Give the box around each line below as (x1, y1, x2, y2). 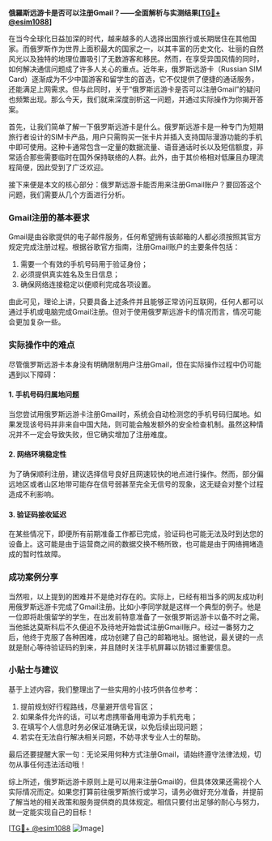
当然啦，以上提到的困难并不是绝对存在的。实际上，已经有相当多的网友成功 (8, 591, 257, 601)
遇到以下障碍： (8, 369, 58, 380)
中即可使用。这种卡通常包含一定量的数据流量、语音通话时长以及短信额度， (8, 142, 257, 152)
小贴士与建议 (8, 664, 59, 676)
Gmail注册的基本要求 (8, 212, 91, 223)
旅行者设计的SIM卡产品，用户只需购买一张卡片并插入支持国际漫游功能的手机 (8, 132, 263, 141)
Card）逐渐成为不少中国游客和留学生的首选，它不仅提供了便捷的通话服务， (8, 75, 259, 84)
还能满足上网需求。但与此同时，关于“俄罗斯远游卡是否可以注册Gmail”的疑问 (8, 84, 261, 94)
